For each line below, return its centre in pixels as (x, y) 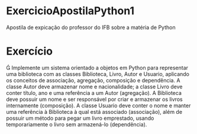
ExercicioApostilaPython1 (70, 11)
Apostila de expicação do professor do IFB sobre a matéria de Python (91, 27)
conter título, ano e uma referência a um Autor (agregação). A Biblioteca (94, 92)
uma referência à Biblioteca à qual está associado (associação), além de (94, 111)
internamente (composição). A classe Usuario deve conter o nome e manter (98, 106)
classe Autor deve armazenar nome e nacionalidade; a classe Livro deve (94, 87)
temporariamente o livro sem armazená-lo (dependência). (77, 124)
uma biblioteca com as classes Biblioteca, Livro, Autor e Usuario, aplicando (98, 74)
